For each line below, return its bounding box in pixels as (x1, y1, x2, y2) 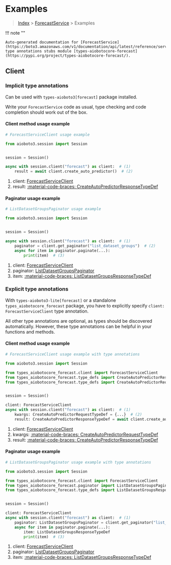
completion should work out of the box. (5, 109, 88, 115)
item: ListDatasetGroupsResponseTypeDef (23, 529, 110, 534)
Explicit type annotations (5, 286, 69, 293)
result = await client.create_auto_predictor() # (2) (14, 169, 133, 174)
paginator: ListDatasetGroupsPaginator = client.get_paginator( (14, 520, 154, 525)
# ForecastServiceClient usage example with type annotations (5, 352, 140, 357)
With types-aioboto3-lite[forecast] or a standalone (5, 297, 116, 303)
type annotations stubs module (5, 48, 72, 54)
